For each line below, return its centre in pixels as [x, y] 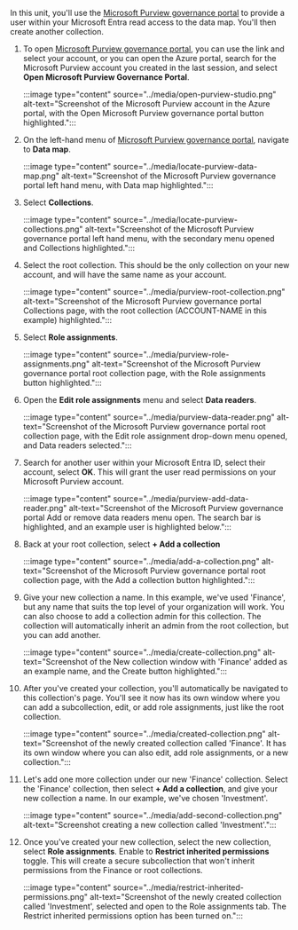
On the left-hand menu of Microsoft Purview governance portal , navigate [156, 140]
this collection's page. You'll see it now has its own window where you [151, 697]
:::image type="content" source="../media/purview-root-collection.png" [154, 292]
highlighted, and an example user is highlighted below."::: [127, 527]
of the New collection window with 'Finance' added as [188, 662]
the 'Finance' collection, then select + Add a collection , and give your [150, 788]
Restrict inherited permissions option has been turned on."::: [133, 916]
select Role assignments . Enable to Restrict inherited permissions [146, 851]
